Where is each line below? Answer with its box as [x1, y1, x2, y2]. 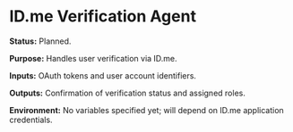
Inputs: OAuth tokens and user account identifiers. [9, 70, 197, 81]
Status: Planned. [9, 36, 72, 46]
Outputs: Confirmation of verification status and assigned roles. [9, 87, 246, 98]
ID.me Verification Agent [9, 6, 197, 27]
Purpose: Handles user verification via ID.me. [9, 53, 177, 63]
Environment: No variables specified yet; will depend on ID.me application [9, 104, 284, 115]
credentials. [9, 114, 53, 125]
